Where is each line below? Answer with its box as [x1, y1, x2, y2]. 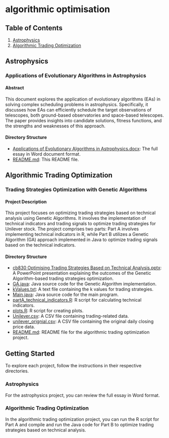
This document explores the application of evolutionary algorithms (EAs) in [5, 96, 160, 102]
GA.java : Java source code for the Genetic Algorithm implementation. [12, 281, 157, 287]
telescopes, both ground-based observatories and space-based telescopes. [5, 112, 164, 118]
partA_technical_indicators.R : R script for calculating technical [12, 297, 142, 303]
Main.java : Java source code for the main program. [12, 291, 119, 298]
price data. [12, 324, 35, 330]
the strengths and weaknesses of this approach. [5, 123, 106, 129]
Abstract [5, 84, 24, 90]
